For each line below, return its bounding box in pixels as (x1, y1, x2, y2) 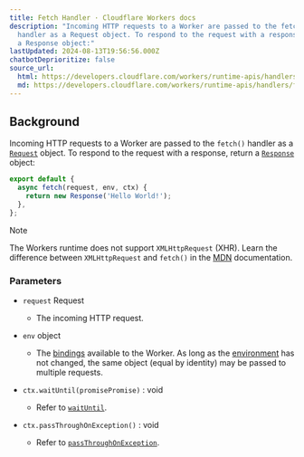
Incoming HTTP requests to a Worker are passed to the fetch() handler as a (9, 138, 294, 149)
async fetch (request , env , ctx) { (17, 183, 147, 193)
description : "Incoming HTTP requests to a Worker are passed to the (9, 22, 278, 31)
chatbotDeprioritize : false (9, 55, 116, 64)
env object (22, 330, 62, 341)
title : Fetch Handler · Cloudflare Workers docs (9, 13, 196, 23)
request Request (22, 295, 84, 306)
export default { (9, 175, 75, 184)
